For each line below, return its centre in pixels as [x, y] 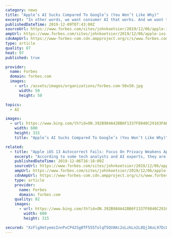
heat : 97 [15, 53]
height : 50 [30, 95]
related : [15, 147]
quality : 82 [27, 199]
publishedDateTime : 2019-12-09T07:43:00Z [50, 24]
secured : [15, 228]
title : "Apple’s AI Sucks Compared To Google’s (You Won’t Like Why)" [82, 15]
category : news [21, 10]
